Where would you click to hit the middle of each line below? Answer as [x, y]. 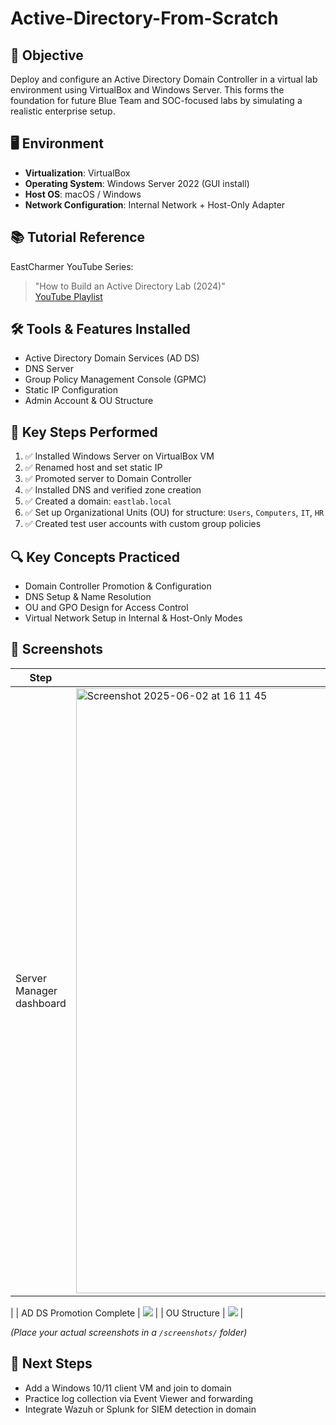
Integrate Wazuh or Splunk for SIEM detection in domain [140, 1409]
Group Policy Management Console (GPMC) [115, 379]
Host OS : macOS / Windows [83, 194]
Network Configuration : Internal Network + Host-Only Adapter [155, 204]
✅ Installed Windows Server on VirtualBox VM [119, 456]
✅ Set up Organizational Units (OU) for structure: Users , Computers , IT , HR [174, 513]
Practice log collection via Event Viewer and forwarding [139, 1398]
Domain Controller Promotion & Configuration [118, 586]
